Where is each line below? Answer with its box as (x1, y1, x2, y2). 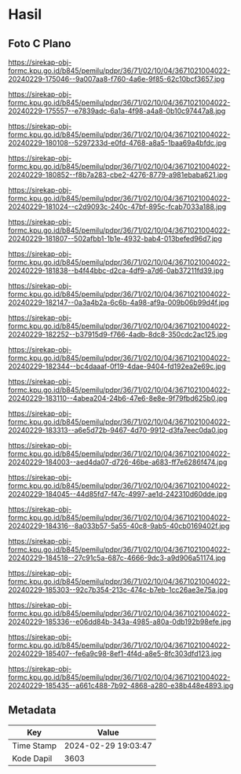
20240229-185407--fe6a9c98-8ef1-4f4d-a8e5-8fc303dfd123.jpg (8, 649, 222, 658)
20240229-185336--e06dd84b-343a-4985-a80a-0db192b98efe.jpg (8, 617, 232, 626)
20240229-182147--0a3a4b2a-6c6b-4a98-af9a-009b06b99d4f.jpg (8, 298, 229, 307)
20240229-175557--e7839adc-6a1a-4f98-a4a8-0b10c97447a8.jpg (8, 106, 226, 116)
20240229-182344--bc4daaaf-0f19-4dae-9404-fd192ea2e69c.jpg (8, 361, 226, 371)
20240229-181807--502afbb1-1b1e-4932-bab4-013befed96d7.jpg (8, 234, 222, 243)
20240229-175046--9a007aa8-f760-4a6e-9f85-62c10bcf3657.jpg (8, 75, 225, 83)
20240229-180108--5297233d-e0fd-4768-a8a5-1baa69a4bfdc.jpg (8, 138, 227, 147)
